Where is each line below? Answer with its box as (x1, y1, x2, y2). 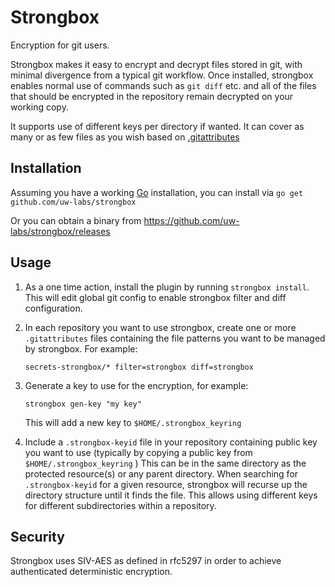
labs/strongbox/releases (10, 225, 111, 237)
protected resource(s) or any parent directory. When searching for (24, 467, 299, 480)
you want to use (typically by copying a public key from (24, 446, 253, 458)
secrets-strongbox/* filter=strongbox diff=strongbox (24, 362, 254, 372)
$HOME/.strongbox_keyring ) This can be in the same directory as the (24, 457, 307, 469)
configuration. (24, 302, 83, 314)
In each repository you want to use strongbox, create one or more (24, 321, 297, 333)
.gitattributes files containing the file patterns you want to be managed (24, 332, 326, 344)
